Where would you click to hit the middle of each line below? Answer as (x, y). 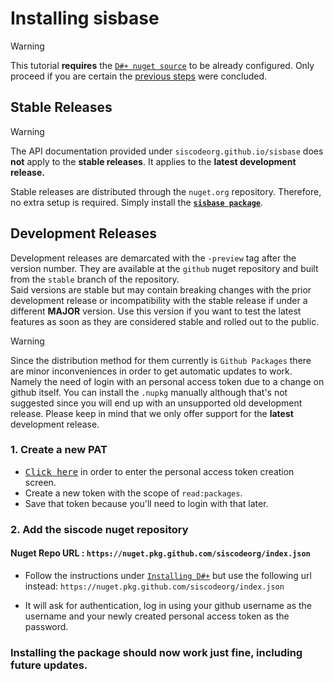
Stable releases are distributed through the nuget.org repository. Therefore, (166, 191)
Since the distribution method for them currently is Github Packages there (161, 360)
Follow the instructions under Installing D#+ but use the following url (168, 575)
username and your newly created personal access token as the (157, 616)
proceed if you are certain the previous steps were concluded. (139, 76)
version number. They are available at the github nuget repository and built (164, 268)
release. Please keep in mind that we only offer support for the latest (152, 413)
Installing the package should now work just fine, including (156, 652)
